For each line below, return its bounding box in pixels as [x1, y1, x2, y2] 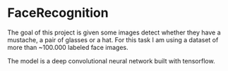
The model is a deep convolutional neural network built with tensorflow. [7, 56, 215, 65]
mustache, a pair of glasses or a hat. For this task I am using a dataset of [7, 35, 219, 44]
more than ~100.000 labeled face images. [7, 43, 128, 51]
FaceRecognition [7, 5, 109, 21]
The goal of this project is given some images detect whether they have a [7, 28, 221, 37]
